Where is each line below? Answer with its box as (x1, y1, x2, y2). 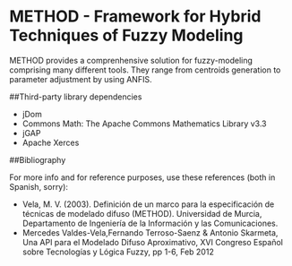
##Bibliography (9, 154, 66, 165)
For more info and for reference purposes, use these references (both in (9, 172, 276, 183)
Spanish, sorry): (9, 181, 69, 192)
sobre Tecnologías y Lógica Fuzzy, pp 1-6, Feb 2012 (21, 246, 215, 257)
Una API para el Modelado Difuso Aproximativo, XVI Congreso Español (21, 236, 284, 247)
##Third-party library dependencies (9, 91, 142, 102)
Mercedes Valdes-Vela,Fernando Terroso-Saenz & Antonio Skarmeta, (21, 227, 279, 238)
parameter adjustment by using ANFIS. (9, 73, 152, 84)
